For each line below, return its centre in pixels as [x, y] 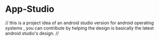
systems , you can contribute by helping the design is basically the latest [79, 28]
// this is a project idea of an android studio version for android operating [79, 23]
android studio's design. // [32, 33]
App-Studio [30, 9]
